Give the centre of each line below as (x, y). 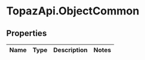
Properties (27, 33)
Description (70, 50)
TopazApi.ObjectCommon (73, 11)
